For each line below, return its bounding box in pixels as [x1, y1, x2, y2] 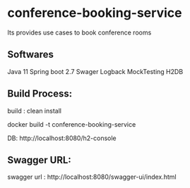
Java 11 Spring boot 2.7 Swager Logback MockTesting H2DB [7, 67, 184, 75]
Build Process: [7, 88, 73, 100]
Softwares [7, 49, 54, 61]
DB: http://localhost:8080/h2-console [7, 134, 117, 142]
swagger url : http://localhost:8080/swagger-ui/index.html [7, 173, 177, 181]
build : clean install [7, 106, 62, 115]
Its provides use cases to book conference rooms [7, 28, 152, 37]
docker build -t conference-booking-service [7, 120, 136, 128]
